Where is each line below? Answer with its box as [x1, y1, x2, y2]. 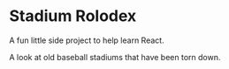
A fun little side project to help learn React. [9, 35, 165, 45]
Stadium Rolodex [9, 6, 137, 26]
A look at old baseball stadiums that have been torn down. [9, 52, 221, 62]
